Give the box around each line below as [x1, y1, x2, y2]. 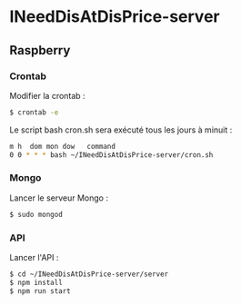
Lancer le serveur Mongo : [9, 192, 109, 203]
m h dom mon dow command [9, 142, 116, 151]
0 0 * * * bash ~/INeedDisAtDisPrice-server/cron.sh [9, 150, 214, 160]
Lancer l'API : [9, 251, 59, 262]
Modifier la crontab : [9, 90, 85, 101]
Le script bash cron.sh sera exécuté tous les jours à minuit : [9, 124, 233, 135]
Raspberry [9, 43, 71, 58]
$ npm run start [9, 286, 71, 296]
